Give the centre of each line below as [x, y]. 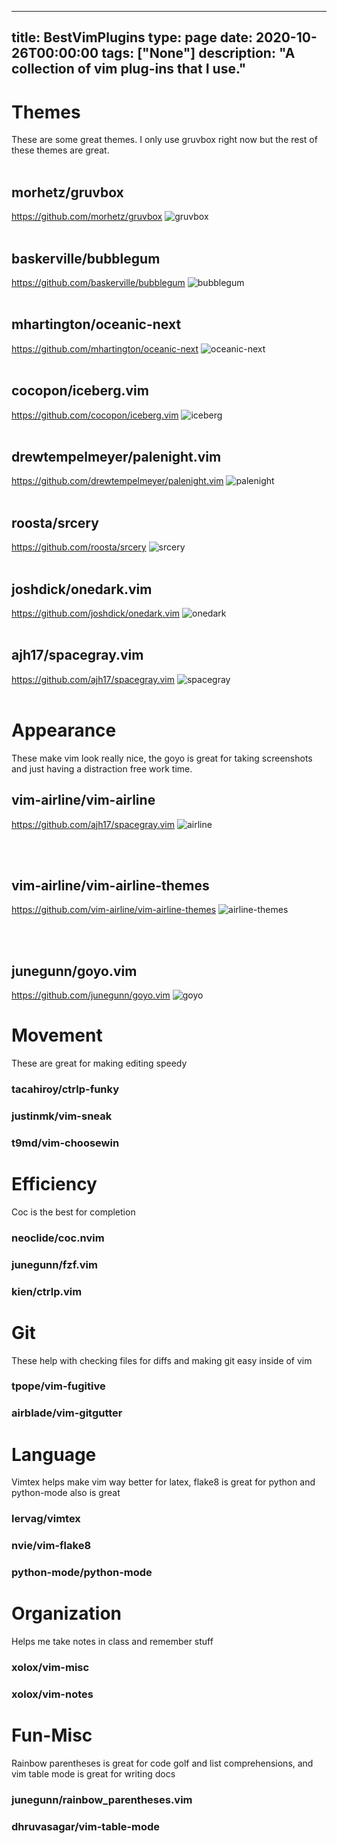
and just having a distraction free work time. [102, 768]
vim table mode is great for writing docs [93, 1773]
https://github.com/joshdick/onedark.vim [96, 613]
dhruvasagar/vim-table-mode [86, 1826]
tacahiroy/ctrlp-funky [65, 1089]
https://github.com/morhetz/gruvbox [87, 217]
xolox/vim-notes [52, 1694]
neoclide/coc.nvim [58, 1238]
